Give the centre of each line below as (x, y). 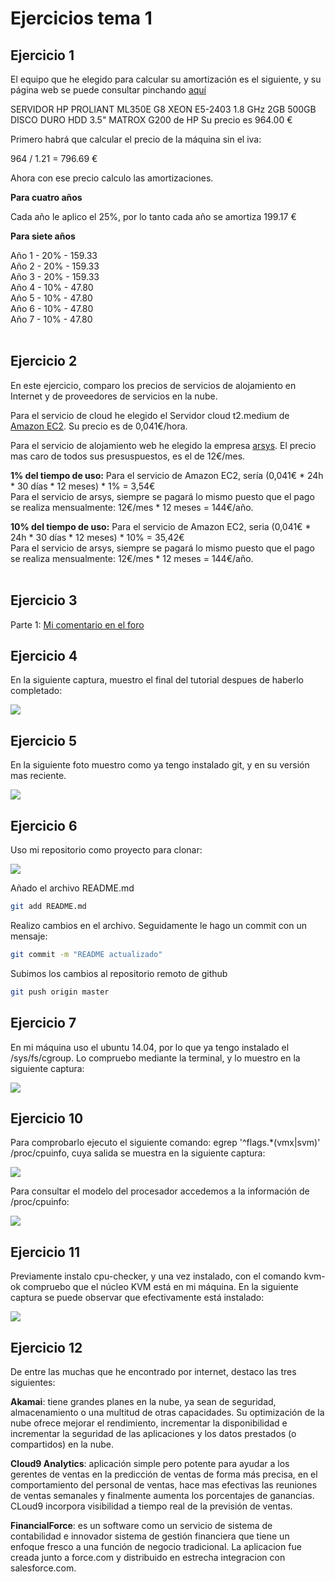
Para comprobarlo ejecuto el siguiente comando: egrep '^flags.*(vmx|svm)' (165, 1143)
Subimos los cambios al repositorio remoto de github (119, 973)
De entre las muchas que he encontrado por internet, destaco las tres (153, 1371)
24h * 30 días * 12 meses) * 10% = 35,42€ (97, 537)
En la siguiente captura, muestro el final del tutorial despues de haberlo (157, 680)
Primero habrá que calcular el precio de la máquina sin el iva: (136, 139)
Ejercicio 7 (43, 1023)
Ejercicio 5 (44, 740)
